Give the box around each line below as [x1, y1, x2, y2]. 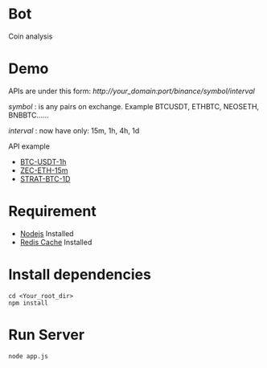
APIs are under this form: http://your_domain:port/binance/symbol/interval [8, 86, 255, 96]
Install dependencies [8, 266, 151, 284]
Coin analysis [8, 31, 53, 41]
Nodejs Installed [19, 228, 74, 238]
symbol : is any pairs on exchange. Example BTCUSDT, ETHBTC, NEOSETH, [8, 101, 260, 111]
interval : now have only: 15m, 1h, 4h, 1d [8, 125, 140, 135]
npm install [8, 299, 48, 307]
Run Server [8, 325, 85, 344]
